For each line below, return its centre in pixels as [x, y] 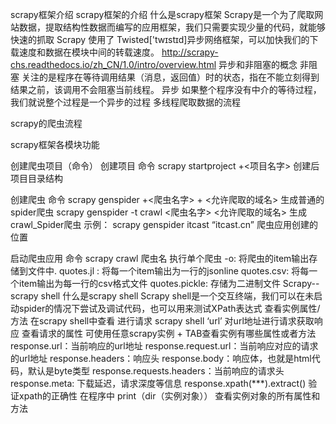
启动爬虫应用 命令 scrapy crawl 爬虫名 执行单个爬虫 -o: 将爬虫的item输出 [160, 258]
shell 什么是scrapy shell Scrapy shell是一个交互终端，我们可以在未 [177, 296]
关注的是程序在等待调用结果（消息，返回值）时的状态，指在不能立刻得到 [170, 77]
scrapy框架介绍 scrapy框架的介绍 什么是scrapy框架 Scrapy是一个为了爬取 [162, 14]
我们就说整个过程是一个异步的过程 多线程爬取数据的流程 [125, 102]
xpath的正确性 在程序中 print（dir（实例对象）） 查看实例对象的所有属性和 [169, 396]
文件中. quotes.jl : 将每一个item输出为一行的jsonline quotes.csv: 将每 [168, 271]
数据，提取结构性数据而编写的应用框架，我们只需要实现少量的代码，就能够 [172, 27]
